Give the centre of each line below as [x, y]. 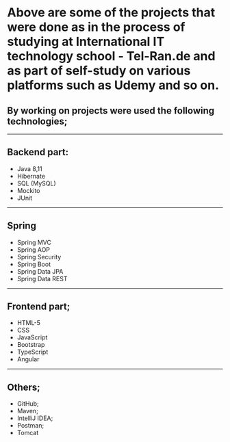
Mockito [28, 190]
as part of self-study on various [99, 71]
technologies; [37, 121]
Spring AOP [33, 249]
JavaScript [32, 337]
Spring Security [39, 257]
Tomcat [28, 433]
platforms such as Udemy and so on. [113, 85]
